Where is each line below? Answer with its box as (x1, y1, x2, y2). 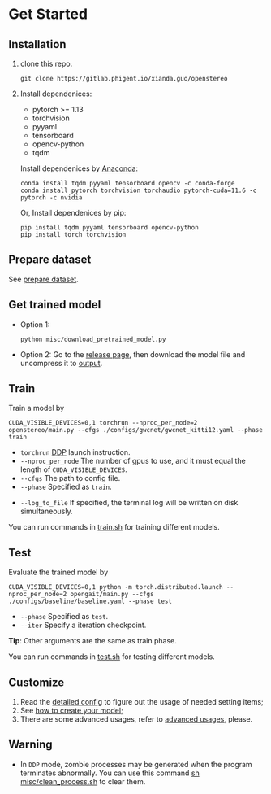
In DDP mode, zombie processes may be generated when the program (19, 759, 253, 769)
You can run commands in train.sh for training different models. (8, 522, 221, 532)
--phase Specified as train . (19, 482, 112, 492)
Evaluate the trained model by (8, 567, 109, 578)
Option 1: (19, 319, 50, 329)
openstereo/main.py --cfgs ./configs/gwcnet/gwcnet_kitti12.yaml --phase (8, 426, 264, 434)
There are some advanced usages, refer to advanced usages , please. (19, 714, 253, 724)
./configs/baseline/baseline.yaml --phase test (8, 597, 173, 606)
